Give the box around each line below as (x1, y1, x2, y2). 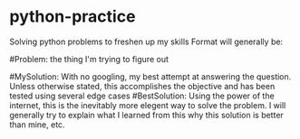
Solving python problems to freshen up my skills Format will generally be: (9, 36, 284, 47)
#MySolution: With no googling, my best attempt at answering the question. (9, 70, 292, 82)
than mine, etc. (9, 119, 65, 130)
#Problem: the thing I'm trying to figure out (9, 53, 169, 64)
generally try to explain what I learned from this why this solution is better (9, 109, 284, 120)
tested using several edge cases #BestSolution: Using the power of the (9, 90, 275, 101)
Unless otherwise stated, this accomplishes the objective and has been (9, 80, 276, 91)
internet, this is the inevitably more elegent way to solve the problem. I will (9, 99, 286, 110)
